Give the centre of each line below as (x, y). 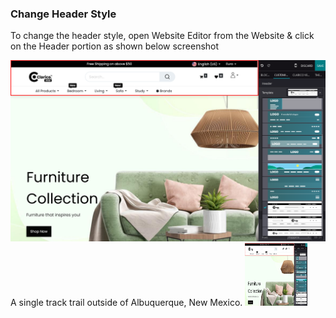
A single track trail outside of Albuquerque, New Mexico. (126, 303)
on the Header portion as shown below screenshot (115, 46)
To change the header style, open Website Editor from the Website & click (162, 36)
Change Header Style (63, 14)
